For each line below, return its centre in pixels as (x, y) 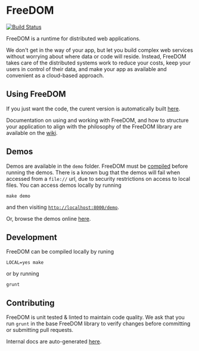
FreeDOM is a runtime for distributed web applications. (74, 38)
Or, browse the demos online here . (49, 218)
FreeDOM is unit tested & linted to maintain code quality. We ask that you (95, 318)
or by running (23, 274)
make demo (18, 196)
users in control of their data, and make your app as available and (86, 69)
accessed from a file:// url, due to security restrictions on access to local (98, 178)
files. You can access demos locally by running (64, 185)
